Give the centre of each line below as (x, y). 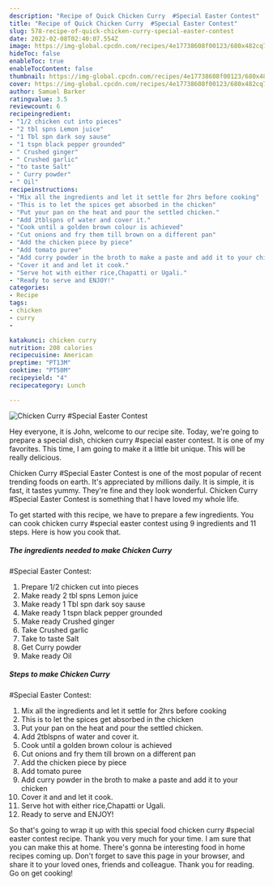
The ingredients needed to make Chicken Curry (91, 551)
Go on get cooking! (41, 873)
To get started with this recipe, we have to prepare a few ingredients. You (132, 514)
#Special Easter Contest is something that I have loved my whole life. (124, 499)
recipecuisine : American (51, 355)
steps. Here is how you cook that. (65, 532)
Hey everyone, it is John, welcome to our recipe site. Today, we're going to (134, 431)
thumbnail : (28, 76)
